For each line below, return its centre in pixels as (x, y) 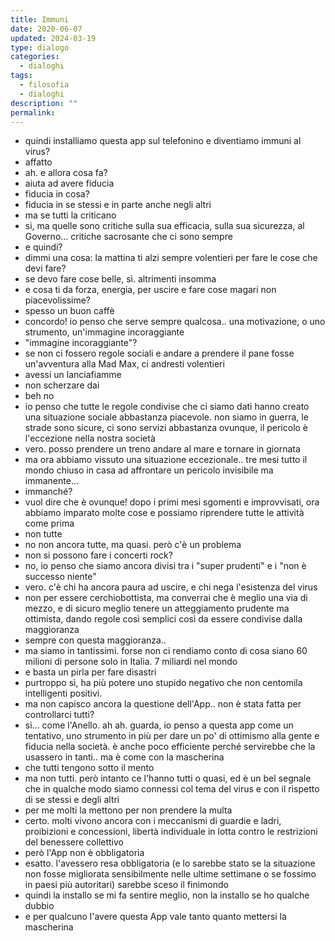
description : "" (44, 103)
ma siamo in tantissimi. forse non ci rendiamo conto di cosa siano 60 (166, 651)
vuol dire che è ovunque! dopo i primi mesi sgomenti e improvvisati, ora (172, 502)
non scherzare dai (62, 385)
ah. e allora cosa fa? (66, 173)
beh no (39, 396)
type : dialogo (40, 47)
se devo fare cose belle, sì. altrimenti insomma (120, 279)
